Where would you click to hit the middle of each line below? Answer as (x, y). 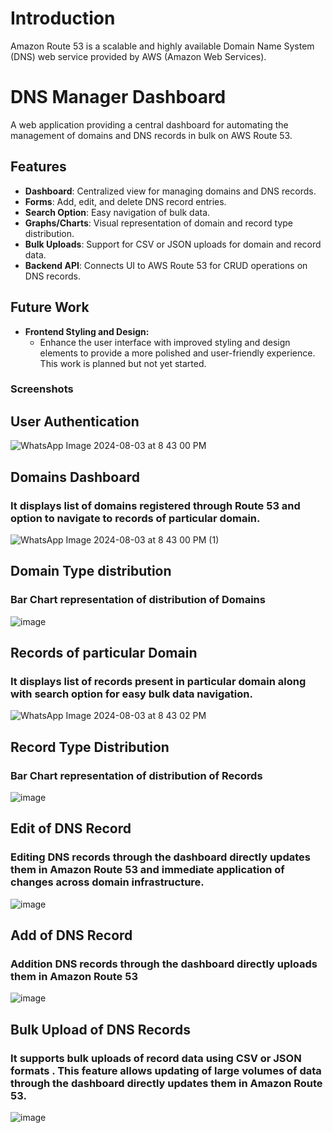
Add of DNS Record (71, 935)
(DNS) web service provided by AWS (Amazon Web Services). (138, 56)
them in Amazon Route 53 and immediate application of (147, 870)
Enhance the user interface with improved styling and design (165, 342)
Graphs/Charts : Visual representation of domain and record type (159, 223)
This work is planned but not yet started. (123, 363)
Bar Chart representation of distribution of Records (136, 775)
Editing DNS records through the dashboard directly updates (160, 857)
